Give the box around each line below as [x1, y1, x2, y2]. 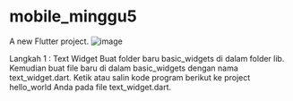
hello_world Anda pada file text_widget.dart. [9, 81, 172, 92]
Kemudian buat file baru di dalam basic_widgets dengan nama [9, 63, 239, 73]
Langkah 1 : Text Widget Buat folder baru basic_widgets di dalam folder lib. [9, 53, 285, 63]
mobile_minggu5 [9, 6, 137, 27]
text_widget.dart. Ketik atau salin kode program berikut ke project [9, 72, 251, 82]
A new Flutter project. [9, 36, 90, 46]
